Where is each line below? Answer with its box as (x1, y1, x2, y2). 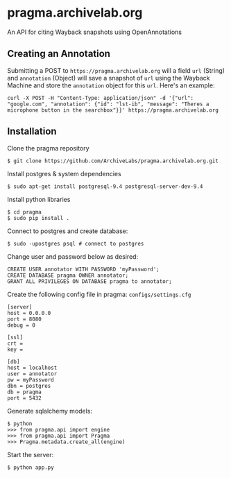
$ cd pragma (7, 208, 42, 216)
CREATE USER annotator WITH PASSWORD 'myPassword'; (7, 266, 160, 273)
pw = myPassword (7, 376, 54, 383)
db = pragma (7, 389, 42, 395)
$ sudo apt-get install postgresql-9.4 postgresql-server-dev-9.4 (7, 182, 203, 190)
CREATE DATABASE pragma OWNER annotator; (7, 272, 129, 279)
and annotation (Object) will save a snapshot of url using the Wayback (7, 74, 210, 82)
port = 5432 (7, 394, 42, 402)
